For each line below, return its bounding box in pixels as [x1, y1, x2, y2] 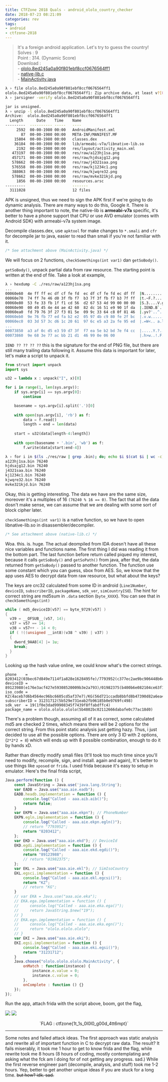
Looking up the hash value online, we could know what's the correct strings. [5, 662, 162, 668]
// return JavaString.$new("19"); [14, 908, 95, 913]
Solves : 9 [17, 49, 38, 55]
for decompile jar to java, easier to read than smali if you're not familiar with [5, 233, 161, 239]
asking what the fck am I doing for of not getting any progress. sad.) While [5, 1056, 158, 1062]
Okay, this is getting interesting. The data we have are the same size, [5, 491, 147, 497]
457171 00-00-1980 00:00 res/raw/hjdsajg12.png [11, 155, 120, 160]
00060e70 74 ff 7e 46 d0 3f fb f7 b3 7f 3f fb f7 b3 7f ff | [5, 295, 142, 300]
